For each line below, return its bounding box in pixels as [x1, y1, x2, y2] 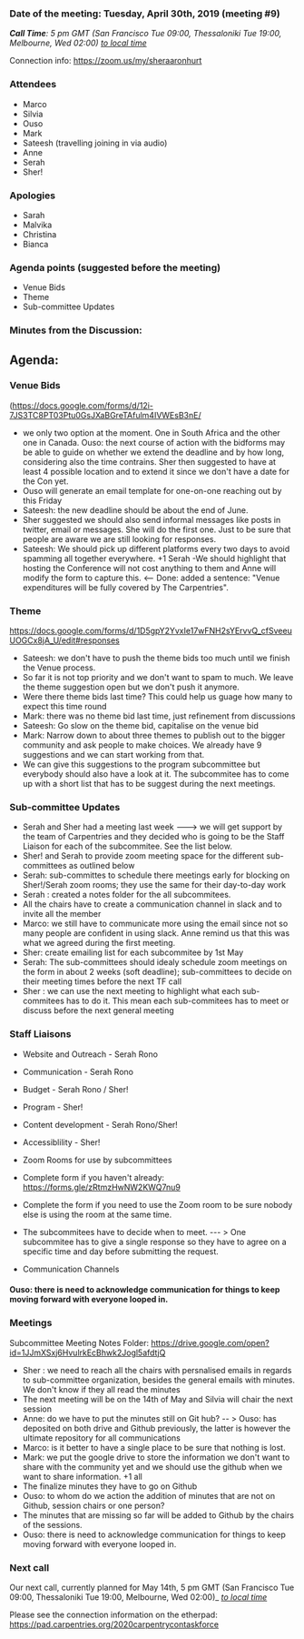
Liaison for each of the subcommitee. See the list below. [22, 840, 233, 852]
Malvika [22, 219, 53, 230]
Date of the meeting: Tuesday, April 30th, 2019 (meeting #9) [9, 7, 281, 20]
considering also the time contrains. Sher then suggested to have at [22, 456, 277, 467]
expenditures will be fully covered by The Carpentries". [22, 581, 230, 593]
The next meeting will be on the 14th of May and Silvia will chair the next [22, 1393, 293, 1404]
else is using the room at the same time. [22, 1209, 172, 1220]
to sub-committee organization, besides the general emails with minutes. [22, 1374, 296, 1385]
